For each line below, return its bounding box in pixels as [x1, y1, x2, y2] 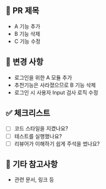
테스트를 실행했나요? [14, 132, 62, 139]
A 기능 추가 [14, 23, 40, 30]
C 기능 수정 [14, 38, 41, 45]
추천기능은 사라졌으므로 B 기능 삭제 [14, 81, 96, 89]
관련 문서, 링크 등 [14, 176, 54, 184]
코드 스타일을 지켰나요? [14, 125, 68, 132]
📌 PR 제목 [5, 5, 39, 16]
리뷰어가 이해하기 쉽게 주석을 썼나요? [14, 140, 100, 147]
